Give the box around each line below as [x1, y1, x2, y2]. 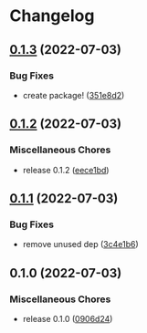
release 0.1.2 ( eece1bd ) [22, 164, 110, 175]
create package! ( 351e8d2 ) [22, 89, 125, 100]
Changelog [9, 5, 95, 26]
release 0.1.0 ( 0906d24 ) [22, 313, 113, 324]
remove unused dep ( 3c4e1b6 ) [22, 239, 139, 250]
